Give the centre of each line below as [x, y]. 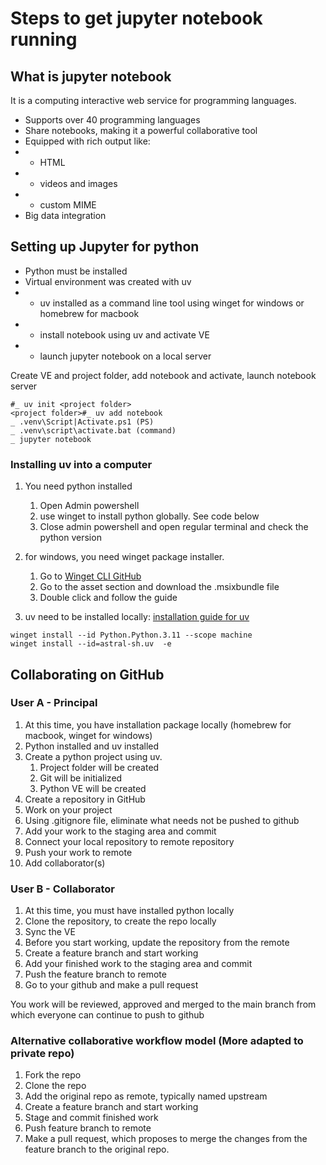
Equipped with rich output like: [87, 141]
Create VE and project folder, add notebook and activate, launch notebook [163, 375]
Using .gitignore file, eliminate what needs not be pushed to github [162, 820]
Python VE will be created [93, 788]
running [44, 39]
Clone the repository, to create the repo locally [120, 921]
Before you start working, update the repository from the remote [157, 943]
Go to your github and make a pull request [111, 985]
